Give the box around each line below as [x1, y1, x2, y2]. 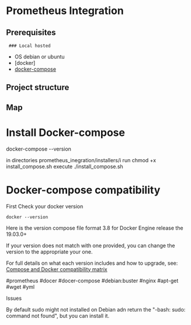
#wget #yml [6, 283, 35, 290]
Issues [6, 295, 22, 302]
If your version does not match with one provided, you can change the [6, 242, 175, 249]
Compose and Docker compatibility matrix [6, 265, 107, 273]
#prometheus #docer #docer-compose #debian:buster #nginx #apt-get [6, 277, 179, 284]
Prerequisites [6, 28, 56, 37]
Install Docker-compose [6, 126, 126, 139]
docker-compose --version [6, 145, 72, 152]
